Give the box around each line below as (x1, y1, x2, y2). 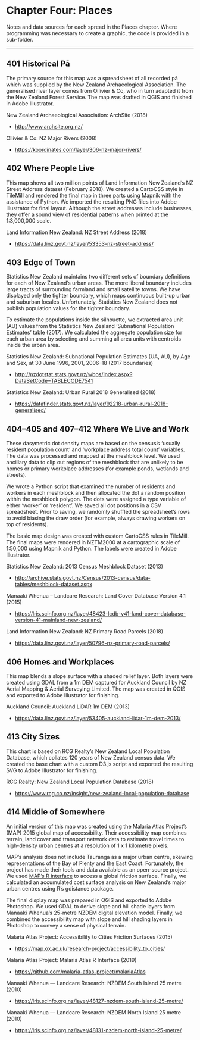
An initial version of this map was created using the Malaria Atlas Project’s (6, 823, 187, 830)
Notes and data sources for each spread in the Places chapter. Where (6, 23, 177, 30)
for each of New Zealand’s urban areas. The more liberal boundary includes (6, 279, 192, 286)
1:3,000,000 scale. (6, 217, 52, 224)
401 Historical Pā (6, 59, 70, 69)
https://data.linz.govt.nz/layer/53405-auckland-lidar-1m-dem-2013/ (14, 715, 181, 722)
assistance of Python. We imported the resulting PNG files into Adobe (6, 198, 177, 205)
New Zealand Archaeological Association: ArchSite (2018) (6, 111, 148, 118)
